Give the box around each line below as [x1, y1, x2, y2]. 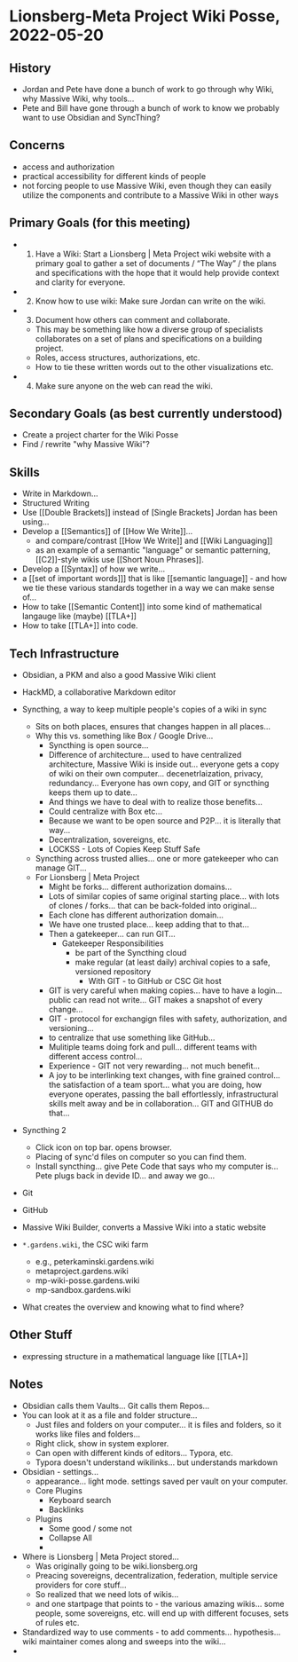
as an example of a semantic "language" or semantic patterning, [35, 545, 271, 555]
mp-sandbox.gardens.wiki [35, 1285, 131, 1296]
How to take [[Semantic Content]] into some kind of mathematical [21, 602, 263, 612]
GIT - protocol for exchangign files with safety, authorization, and [48, 1013, 287, 1024]
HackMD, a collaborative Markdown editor [21, 687, 176, 697]
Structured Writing [21, 498, 90, 508]
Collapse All [48, 1532, 93, 1543]
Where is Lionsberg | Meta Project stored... [21, 1551, 179, 1562]
